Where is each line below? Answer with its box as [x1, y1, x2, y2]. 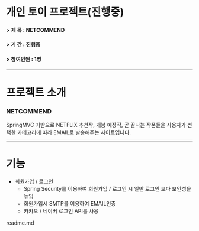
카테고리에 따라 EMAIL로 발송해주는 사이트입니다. [17, 129, 131, 136]
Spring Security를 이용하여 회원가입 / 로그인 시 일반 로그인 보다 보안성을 [23, 186, 191, 192]
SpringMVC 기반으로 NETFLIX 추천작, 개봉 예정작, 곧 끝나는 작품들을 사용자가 [6, 122, 187, 129]
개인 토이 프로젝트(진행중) [6, 5, 124, 19]
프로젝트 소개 [6, 86, 66, 99]
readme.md [6, 219, 34, 226]
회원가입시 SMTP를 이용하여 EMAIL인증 [23, 200, 116, 207]
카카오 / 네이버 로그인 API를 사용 [23, 207, 99, 214]
